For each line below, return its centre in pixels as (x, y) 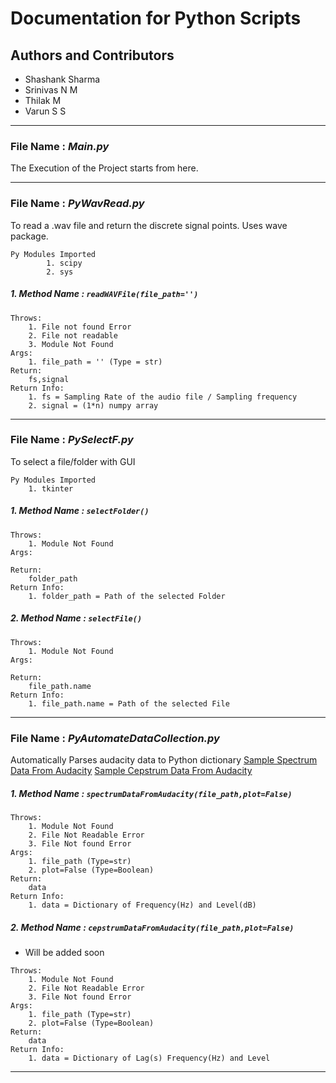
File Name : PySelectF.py (72, 440)
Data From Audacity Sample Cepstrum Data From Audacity (131, 771)
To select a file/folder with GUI (73, 461)
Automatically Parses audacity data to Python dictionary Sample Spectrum (164, 760)
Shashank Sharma (62, 79)
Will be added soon (64, 953)
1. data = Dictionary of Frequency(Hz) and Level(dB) (142, 905)
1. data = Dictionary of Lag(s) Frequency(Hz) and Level (149, 1058)
